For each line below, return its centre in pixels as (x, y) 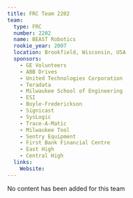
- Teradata (36, 85)
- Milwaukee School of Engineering (71, 91)
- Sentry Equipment (48, 136)
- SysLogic (36, 117)
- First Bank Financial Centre (65, 143)
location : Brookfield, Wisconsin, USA (70, 53)
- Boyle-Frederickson (51, 104)
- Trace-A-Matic (44, 123)
